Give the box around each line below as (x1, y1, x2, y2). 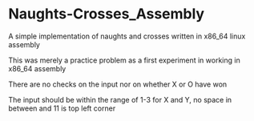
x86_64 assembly (8, 63, 67, 73)
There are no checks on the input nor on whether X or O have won (8, 79, 228, 89)
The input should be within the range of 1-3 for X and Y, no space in (8, 95, 232, 104)
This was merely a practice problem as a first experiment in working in (8, 55, 240, 65)
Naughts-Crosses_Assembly (8, 5, 205, 23)
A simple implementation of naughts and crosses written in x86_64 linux (8, 31, 246, 41)
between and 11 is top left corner (8, 103, 116, 113)
